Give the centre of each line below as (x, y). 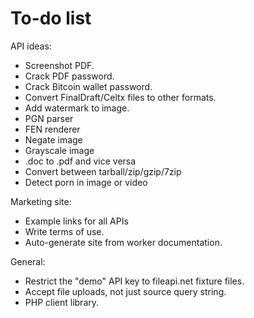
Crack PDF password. (69, 76)
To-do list (51, 18)
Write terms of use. (64, 231)
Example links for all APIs (76, 221)
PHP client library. (62, 302)
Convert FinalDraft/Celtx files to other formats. (120, 97)
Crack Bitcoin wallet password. (88, 86)
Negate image (53, 139)
